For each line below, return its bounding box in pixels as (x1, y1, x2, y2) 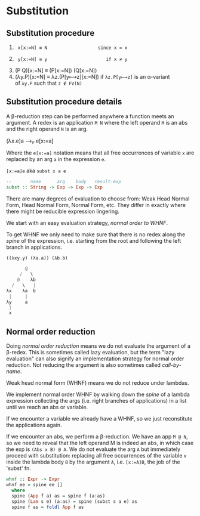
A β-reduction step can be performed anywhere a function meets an (6, 112, 174, 120)
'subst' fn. (6, 465, 32, 472)
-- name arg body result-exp (6, 178, 121, 184)
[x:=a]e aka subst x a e (6, 167, 67, 174)
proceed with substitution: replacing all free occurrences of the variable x (6, 452, 187, 459)
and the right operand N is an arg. (6, 125, 88, 132)
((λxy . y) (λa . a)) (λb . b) (6, 255, 68, 261)
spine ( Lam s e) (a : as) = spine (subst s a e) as (11, 498, 137, 505)
